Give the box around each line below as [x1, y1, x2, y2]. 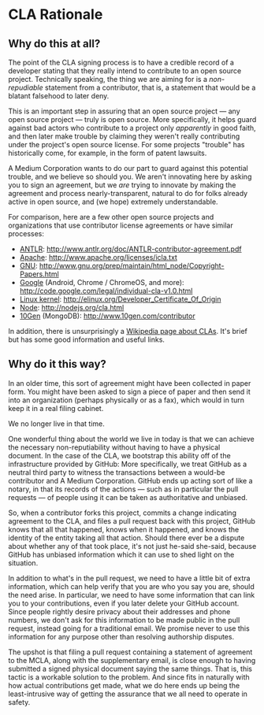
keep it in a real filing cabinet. [8, 403, 104, 413]
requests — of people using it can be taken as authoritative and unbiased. [8, 492, 248, 502]
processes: [8, 229, 45, 238]
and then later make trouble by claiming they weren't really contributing [8, 132, 240, 141]
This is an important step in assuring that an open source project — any [8, 106, 240, 116]
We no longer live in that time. [8, 419, 105, 428]
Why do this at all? [8, 37, 101, 50]
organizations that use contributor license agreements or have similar [8, 220, 234, 230]
